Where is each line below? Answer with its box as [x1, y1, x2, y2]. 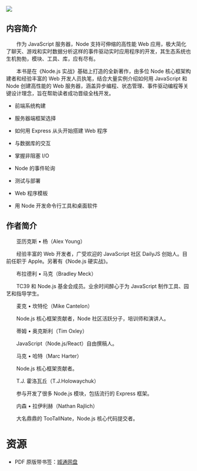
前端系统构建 [14, 102, 46, 109]
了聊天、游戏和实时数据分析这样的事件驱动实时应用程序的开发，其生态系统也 [6, 48, 191, 55]
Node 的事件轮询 [14, 165, 56, 172]
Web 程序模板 [14, 189, 48, 196]
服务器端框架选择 [14, 115, 56, 122]
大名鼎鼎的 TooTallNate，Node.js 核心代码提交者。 [16, 415, 138, 422]
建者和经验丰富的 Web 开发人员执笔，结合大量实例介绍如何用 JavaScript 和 [6, 75, 188, 82]
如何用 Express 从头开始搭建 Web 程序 [14, 127, 107, 134]
